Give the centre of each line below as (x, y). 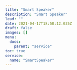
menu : (11, 37)
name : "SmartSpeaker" (32, 60)
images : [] (16, 33)
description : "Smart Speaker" (37, 14)
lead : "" (14, 19)
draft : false (19, 28)
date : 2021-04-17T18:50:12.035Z (38, 23)
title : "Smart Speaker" (30, 10)
